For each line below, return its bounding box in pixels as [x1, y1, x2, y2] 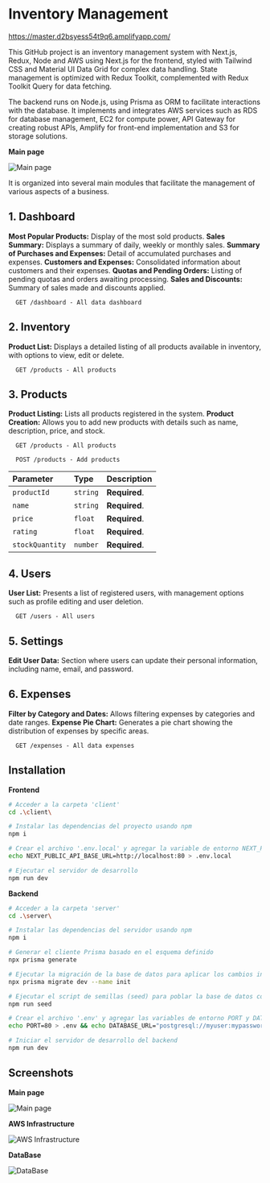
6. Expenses [8, 687, 72, 701]
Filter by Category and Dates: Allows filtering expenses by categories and [8, 708, 256, 718]
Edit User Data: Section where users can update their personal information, [8, 656, 259, 665]
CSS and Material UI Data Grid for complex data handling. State [8, 64, 219, 73]
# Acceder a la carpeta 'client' [8, 800, 121, 808]
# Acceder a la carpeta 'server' [8, 904, 121, 912]
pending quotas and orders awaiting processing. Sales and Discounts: [8, 274, 243, 284]
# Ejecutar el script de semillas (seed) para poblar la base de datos [8, 992, 253, 1000]
